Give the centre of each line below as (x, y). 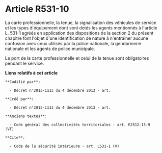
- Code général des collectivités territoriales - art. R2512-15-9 (80, 125)
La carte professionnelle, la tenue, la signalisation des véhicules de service (81, 23)
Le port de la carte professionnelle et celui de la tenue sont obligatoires (77, 58)
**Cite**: (15, 138)
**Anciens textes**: (26, 116)
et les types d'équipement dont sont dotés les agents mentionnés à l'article (81, 27)
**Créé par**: (20, 99)
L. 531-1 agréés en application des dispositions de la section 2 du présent (79, 33)
